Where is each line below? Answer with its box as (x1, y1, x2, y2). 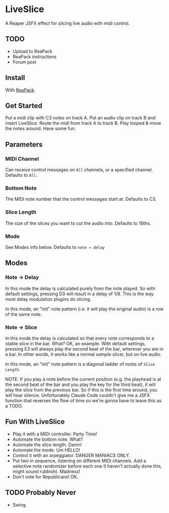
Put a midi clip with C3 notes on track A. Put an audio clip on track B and (5, 115, 156, 121)
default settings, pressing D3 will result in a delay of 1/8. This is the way (5, 291, 154, 297)
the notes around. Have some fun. (5, 125, 76, 132)
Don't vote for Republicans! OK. (12, 474, 79, 480)
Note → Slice (5, 324, 37, 331)
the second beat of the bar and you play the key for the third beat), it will (5, 381, 156, 388)
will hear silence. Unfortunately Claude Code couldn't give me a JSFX (5, 392, 150, 398)
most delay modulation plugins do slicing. (5, 296, 92, 302)
